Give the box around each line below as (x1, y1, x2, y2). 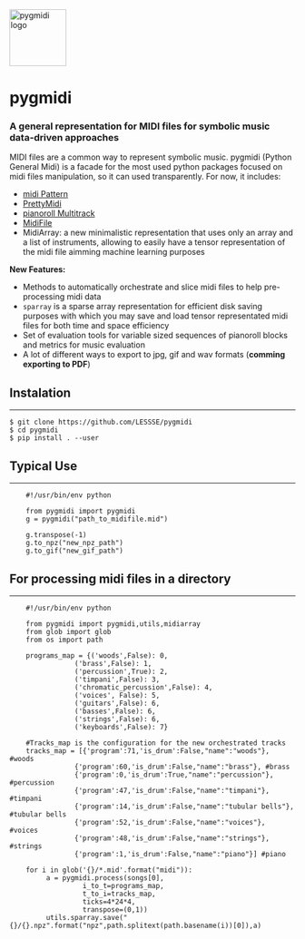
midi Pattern (22, 189, 69, 200)
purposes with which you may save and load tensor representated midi (22, 310, 289, 321)
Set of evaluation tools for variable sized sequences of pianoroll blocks (22, 330, 289, 341)
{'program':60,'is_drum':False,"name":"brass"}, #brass (74, 762, 290, 771)
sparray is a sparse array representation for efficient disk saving (22, 301, 263, 312)
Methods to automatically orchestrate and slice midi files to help (22, 281, 262, 293)
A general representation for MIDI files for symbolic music (9, 120, 271, 132)
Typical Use (9, 458, 78, 474)
